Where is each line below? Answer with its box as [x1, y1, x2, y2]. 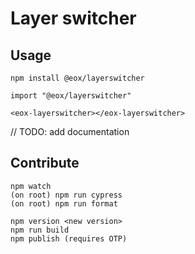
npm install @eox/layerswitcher [10, 73, 145, 83]
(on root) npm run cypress [10, 190, 123, 200]
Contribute [10, 155, 80, 172]
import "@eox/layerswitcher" [10, 91, 132, 101]
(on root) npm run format [10, 198, 118, 209]
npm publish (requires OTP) [10, 233, 128, 244]
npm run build [10, 225, 70, 235]
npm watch [10, 181, 52, 191]
